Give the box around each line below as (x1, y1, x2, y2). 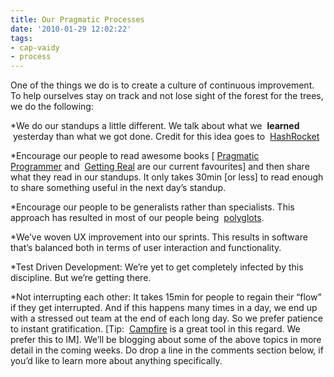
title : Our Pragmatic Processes (10, 14, 145, 25)
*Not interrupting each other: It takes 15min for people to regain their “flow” (10, 291, 322, 303)
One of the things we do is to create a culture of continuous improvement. (10, 79, 315, 91)
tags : (10, 33, 33, 43)
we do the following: (10, 101, 94, 113)
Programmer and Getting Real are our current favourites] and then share (10, 161, 310, 173)
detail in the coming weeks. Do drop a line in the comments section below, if (10, 344, 324, 356)
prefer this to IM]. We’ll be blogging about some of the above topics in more (10, 334, 322, 346)
